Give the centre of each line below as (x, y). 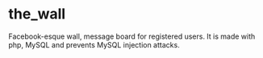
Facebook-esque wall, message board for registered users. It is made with (132, 36)
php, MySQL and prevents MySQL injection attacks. (94, 44)
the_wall (37, 14)
